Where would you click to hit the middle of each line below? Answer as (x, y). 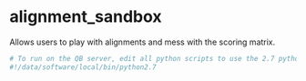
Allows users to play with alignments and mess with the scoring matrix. (143, 42)
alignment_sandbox (86, 17)
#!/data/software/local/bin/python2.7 (83, 67)
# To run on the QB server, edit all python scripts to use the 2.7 (142, 58)
